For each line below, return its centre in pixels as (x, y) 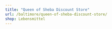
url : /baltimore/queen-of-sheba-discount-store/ (56, 14)
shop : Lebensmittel (25, 19)
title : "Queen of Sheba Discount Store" (48, 10)
